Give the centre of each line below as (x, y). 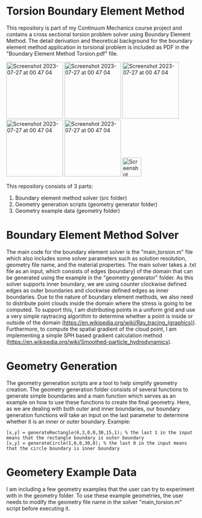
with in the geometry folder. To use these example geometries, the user (95, 495)
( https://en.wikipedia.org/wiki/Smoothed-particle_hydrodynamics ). (89, 342)
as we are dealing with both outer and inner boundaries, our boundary (93, 409)
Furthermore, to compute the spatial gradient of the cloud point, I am (91, 329)
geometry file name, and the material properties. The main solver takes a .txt (101, 265)
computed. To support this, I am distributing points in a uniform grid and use (101, 309)
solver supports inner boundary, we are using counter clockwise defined (96, 284)
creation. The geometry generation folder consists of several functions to (97, 389)
